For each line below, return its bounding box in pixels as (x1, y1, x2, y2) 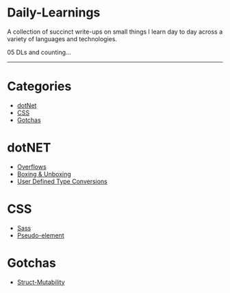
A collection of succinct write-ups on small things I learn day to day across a (7, 27, 223, 36)
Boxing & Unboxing (16, 169, 72, 178)
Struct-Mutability (16, 278, 65, 286)
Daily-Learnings (7, 5, 101, 21)
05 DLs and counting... (7, 48, 71, 56)
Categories (7, 79, 72, 94)
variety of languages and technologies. (7, 34, 118, 43)
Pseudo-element (16, 231, 64, 239)
